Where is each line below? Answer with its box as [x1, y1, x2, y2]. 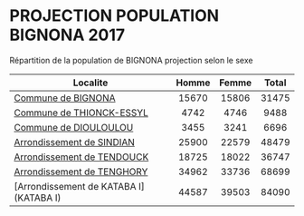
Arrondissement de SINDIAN [14, 135, 136, 148]
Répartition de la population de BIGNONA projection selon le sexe [9, 54, 253, 65]
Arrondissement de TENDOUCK [14, 151, 149, 163]
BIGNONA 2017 [9, 25, 126, 45]
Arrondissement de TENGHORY [14, 165, 148, 178]
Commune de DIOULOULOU [14, 121, 134, 133]
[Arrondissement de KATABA [14, 180, 137, 192]
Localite [72, 76, 109, 89]
